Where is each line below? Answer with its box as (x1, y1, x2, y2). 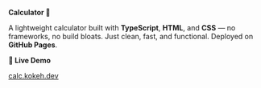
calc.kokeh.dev (8, 71, 59, 80)
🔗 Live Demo (8, 56, 51, 65)
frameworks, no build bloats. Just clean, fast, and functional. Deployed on (8, 32, 254, 41)
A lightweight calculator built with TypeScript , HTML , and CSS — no (8, 23, 236, 32)
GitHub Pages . (8, 40, 58, 50)
